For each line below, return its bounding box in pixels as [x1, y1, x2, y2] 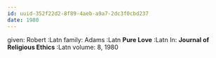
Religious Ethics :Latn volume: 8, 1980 [7, 43, 119, 51]
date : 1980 [7, 17, 39, 23]
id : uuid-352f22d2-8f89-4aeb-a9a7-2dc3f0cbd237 [7, 10, 149, 17]
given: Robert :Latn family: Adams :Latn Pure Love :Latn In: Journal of [7, 35, 210, 43]
